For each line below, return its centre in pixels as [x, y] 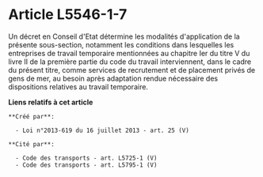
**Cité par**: [32, 144]
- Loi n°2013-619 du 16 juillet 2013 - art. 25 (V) [103, 130]
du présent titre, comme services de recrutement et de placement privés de [132, 70]
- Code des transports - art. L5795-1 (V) [86, 165]
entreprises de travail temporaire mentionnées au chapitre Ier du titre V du [129, 53]
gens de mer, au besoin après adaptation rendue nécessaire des [113, 78]
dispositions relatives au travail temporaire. [78, 87]
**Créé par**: [32, 116]
